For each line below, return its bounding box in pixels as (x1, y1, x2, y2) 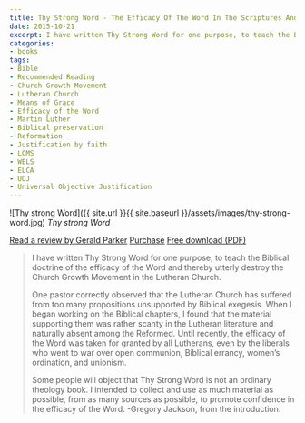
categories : (9, 38, 54, 48)
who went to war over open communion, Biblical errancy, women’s (31, 347, 280, 358)
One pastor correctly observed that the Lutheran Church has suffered (31, 289, 292, 300)
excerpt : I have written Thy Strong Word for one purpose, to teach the (9, 30, 290, 39)
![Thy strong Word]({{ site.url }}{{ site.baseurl (9, 207, 180, 218)
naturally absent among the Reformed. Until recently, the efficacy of (31, 328, 286, 339)
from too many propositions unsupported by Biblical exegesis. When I (31, 299, 292, 310)
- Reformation (9, 132, 64, 141)
